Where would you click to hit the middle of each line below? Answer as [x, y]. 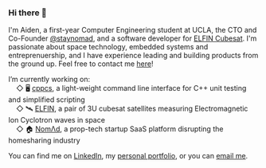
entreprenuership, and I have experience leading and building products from [133, 56]
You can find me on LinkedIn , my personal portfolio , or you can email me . [128, 156]
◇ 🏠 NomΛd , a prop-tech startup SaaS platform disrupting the [119, 129]
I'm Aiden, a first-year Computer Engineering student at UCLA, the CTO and [133, 30]
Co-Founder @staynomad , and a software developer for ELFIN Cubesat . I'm [133, 38]
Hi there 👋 [28, 13]
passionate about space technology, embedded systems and [108, 47]
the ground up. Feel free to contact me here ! [81, 64]
